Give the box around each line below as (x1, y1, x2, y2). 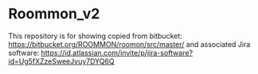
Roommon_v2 (8, 5, 100, 23)
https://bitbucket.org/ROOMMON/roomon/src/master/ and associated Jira (8, 39, 251, 49)
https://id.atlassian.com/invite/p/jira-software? (41, 48, 193, 57)
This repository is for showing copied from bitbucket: (8, 31, 183, 41)
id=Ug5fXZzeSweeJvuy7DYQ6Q (8, 56, 115, 66)
